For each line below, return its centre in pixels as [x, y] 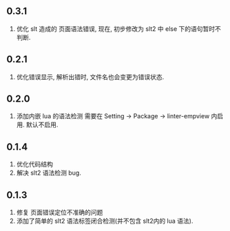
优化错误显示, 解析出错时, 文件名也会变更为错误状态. [90, 77]
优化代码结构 [34, 164]
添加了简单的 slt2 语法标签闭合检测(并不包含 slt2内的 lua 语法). [105, 221]
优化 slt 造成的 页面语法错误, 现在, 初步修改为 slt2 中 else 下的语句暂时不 [119, 29]
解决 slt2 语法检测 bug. [49, 173]
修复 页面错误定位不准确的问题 [60, 212]
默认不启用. [42, 125]
